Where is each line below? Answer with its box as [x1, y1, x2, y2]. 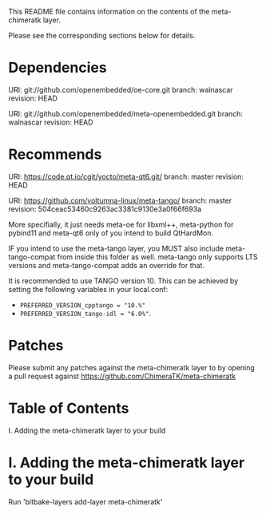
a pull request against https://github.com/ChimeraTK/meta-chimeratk [8, 371, 236, 381]
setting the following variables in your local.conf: [8, 284, 169, 294]
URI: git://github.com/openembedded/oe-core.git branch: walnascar [8, 85, 233, 94]
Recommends [8, 145, 102, 164]
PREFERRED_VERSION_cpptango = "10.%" [19, 301, 146, 310]
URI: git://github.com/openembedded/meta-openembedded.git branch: [8, 109, 244, 118]
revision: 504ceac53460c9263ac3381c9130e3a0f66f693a [8, 204, 202, 214]
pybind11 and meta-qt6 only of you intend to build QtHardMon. [8, 227, 214, 238]
